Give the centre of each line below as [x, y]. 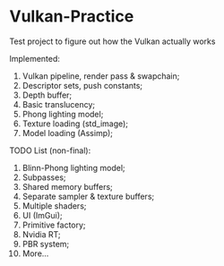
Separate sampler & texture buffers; [88, 196]
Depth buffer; [47, 95]
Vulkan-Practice [72, 17]
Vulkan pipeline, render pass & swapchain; [101, 76]
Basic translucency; [59, 104]
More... [35, 253]
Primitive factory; [54, 225]
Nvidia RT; [41, 234]
